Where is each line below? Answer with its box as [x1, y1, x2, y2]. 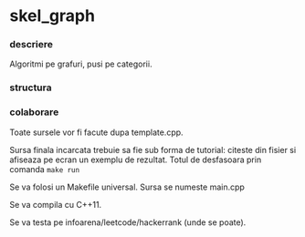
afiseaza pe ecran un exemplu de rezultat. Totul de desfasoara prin [9, 154, 262, 165]
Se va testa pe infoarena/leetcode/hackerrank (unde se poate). [9, 216, 247, 228]
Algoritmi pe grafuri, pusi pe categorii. [9, 58, 152, 69]
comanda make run [9, 163, 80, 174]
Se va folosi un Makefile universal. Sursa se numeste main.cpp [9, 181, 245, 192]
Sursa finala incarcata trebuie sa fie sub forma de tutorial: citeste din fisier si [9, 144, 297, 155]
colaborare [9, 106, 59, 118]
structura [9, 81, 52, 94]
